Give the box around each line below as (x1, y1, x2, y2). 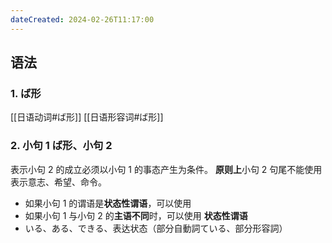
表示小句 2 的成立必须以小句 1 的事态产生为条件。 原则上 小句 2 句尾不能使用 (10, 163, 323, 175)
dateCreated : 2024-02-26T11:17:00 (10, 14, 155, 25)
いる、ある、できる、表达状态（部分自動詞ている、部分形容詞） (24, 222, 288, 234)
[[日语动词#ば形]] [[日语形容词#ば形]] (10, 111, 164, 123)
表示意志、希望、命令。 (10, 176, 107, 188)
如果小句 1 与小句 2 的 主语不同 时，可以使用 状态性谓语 (24, 209, 248, 221)
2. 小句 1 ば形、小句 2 (10, 139, 113, 153)
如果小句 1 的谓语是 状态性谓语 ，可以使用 (24, 197, 192, 209)
